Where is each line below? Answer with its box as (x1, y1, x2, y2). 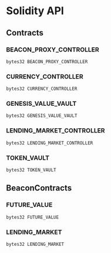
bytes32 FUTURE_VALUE (6, 214, 59, 220)
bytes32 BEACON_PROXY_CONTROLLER (6, 59, 88, 64)
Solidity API (6, 4, 65, 18)
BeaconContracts (6, 183, 72, 193)
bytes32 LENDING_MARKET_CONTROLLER (6, 140, 93, 146)
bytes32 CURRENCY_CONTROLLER (6, 86, 78, 92)
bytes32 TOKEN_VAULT (6, 167, 57, 173)
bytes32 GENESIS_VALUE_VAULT (6, 113, 78, 119)
